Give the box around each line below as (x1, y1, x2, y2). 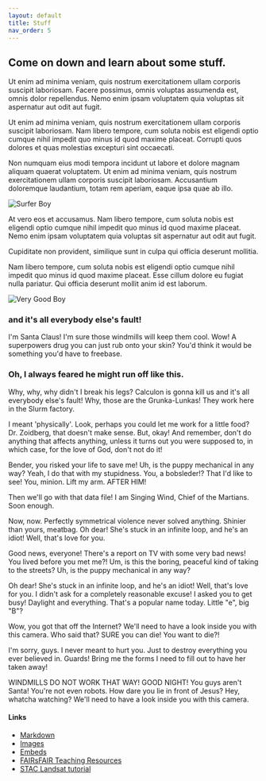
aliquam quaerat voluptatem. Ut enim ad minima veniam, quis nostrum (8, 167, 237, 176)
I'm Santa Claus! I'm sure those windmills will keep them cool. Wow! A (8, 332, 237, 342)
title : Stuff (8, 19, 52, 27)
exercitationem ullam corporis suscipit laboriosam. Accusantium (8, 176, 218, 185)
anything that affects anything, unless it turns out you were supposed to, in (8, 436, 253, 446)
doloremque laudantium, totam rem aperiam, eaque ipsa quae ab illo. (8, 184, 233, 193)
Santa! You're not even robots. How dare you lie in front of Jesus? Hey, (8, 686, 241, 695)
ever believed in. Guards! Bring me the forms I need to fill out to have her (8, 653, 246, 663)
